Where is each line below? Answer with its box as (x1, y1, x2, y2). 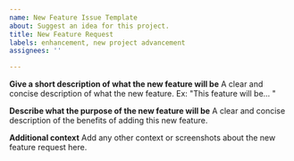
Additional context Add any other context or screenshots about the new (9, 132, 276, 143)
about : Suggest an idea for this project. (9, 21, 170, 30)
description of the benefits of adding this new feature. (9, 115, 208, 126)
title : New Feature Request (9, 30, 114, 38)
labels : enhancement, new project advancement (9, 38, 186, 47)
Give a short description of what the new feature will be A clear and (9, 79, 264, 89)
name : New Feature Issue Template (9, 13, 139, 22)
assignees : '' (9, 47, 63, 55)
